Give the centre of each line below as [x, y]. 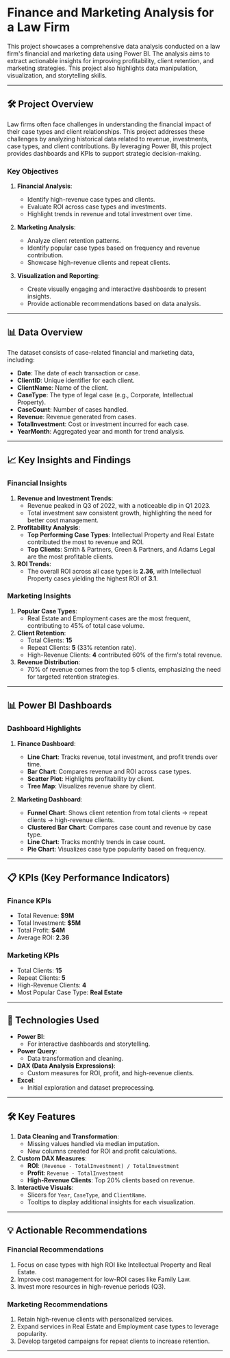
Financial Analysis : [44, 186]
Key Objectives [33, 171]
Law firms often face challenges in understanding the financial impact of [109, 124]
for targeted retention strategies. [73, 677]
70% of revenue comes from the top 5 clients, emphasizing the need [124, 669]
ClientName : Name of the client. [63, 387]
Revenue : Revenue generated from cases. [77, 417]
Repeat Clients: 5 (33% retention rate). [82, 647]
